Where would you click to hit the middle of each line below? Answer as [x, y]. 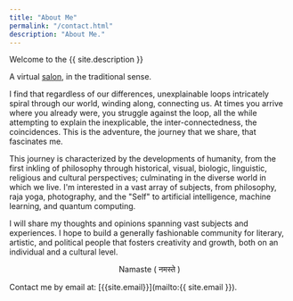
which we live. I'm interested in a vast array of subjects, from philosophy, [143, 188]
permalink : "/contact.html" [61, 26]
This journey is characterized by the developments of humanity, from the [143, 159]
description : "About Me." [57, 34]
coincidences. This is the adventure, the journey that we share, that [133, 132]
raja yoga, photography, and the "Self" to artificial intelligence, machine [140, 196]
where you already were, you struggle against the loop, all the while [133, 113]
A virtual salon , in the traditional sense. [81, 77]
